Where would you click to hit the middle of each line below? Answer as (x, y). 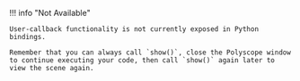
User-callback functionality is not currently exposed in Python (134, 29)
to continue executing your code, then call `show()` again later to (142, 61)
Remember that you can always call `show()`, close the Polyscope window (150, 53)
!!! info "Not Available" (50, 13)
